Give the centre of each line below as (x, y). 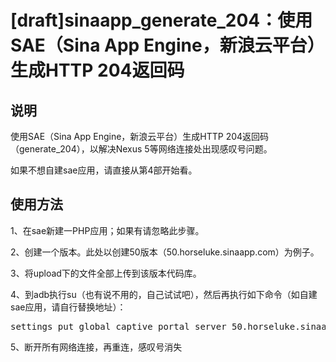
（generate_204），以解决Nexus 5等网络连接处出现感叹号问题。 (141, 149)
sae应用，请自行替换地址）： (68, 307)
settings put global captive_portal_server (118, 326)
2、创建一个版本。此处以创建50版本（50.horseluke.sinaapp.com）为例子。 (165, 252)
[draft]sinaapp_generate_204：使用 (161, 20)
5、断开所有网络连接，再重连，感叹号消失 (96, 347)
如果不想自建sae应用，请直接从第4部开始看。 (104, 170)
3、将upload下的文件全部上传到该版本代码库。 (106, 273)
